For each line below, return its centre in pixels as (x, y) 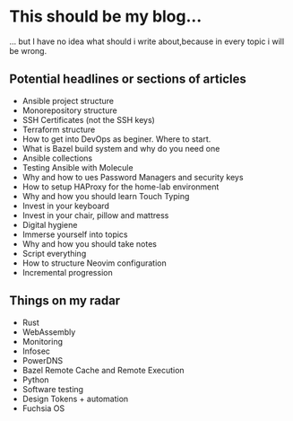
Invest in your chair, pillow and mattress (95, 215)
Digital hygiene (50, 224)
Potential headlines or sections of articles (128, 79)
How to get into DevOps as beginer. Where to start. (116, 139)
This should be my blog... (106, 17)
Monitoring (42, 341)
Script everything (54, 253)
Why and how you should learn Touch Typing (106, 196)
